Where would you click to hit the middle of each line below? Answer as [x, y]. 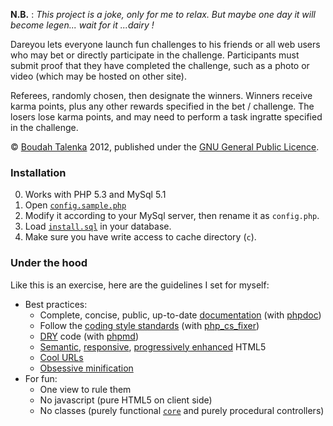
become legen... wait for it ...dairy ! [82, 25]
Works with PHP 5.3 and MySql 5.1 [95, 195]
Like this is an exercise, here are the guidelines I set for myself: [140, 285]
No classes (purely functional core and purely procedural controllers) [182, 410]
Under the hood [49, 263]
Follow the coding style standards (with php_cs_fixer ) [149, 325]
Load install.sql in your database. [98, 226]
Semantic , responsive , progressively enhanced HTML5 [153, 346]
